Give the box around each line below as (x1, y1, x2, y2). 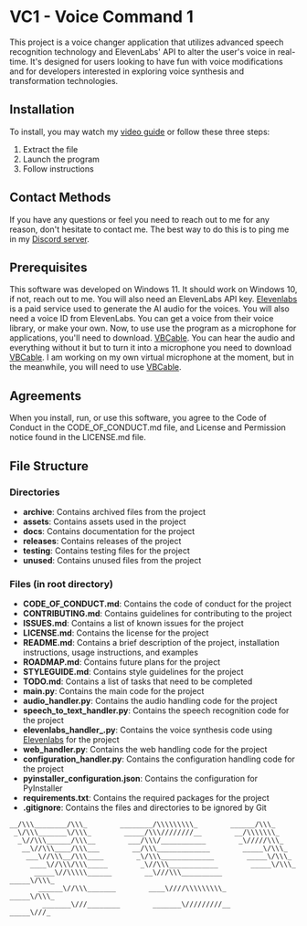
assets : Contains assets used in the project (22, 516, 186, 527)
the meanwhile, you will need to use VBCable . (9, 362, 182, 373)
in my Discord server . (9, 233, 90, 244)
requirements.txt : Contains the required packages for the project (22, 793, 270, 804)
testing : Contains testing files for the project (22, 545, 190, 556)
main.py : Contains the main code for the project (22, 686, 205, 697)
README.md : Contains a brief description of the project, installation (22, 637, 281, 648)
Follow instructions (22, 163, 94, 174)
